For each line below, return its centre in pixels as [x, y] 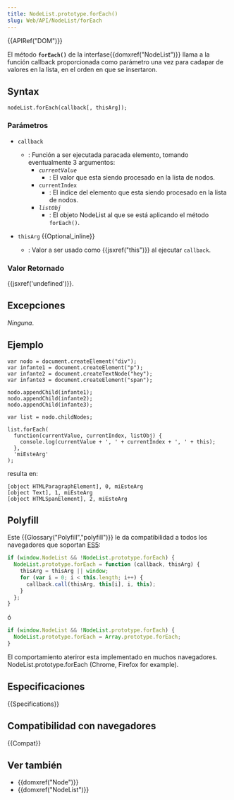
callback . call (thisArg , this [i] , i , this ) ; [91, 584]
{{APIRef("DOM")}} [35, 40]
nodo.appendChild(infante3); [50, 405]
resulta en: [23, 473]
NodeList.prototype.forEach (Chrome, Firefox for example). [93, 664]
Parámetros [27, 126]
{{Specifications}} [33, 704]
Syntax [23, 92]
